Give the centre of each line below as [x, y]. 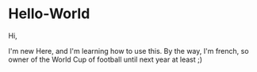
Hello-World [49, 14]
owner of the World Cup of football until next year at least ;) [105, 59]
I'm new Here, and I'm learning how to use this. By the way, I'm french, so [128, 51]
